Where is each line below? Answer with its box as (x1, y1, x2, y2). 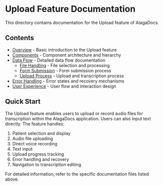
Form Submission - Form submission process (19, 68, 111, 73)
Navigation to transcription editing (12, 162, 81, 167)
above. (5, 176, 19, 182)
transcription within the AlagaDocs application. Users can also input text (5, 116, 151, 121)
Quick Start (5, 97, 41, 106)
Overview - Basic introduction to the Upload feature (12, 46, 117, 52)
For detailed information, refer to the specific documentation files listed (5, 171, 149, 177)
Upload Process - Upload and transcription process (19, 72, 124, 79)
